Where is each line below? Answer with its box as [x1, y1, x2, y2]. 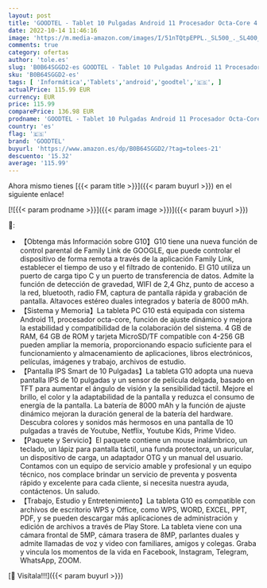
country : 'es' [8, 122, 56, 130]
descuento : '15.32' [8, 152, 73, 160]
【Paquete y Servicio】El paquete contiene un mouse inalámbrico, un [19, 435, 248, 445]
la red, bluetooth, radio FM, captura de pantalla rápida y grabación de [19, 288, 248, 298]
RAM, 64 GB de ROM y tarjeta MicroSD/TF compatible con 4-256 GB [19, 331, 245, 342]
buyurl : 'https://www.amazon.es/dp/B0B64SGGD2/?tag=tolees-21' [8, 145, 222, 153]
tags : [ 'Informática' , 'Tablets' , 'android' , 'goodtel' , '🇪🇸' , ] [8, 78, 222, 86]
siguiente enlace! [8, 190, 64, 199]
